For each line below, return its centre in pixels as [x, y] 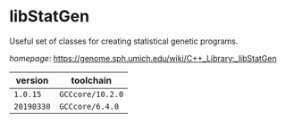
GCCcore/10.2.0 [92, 94]
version [32, 80]
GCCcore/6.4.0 [89, 106]
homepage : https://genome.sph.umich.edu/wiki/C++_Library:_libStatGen [143, 58]
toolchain [92, 80]
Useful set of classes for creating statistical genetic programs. [124, 41]
